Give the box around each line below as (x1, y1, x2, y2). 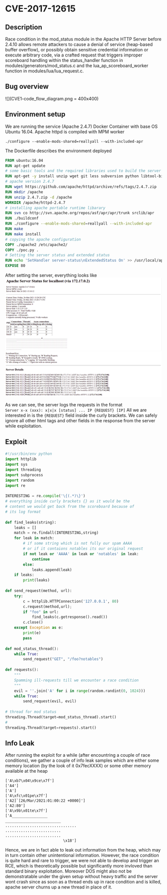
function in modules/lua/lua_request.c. (5, 68, 84, 74)
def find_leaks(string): (5, 520, 57, 525)
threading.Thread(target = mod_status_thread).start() (5, 715, 117, 720)
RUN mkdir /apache (5, 189, 43, 195)
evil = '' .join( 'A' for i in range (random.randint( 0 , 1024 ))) (14, 688, 146, 693)
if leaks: (14, 573, 35, 578)
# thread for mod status (5, 709, 57, 714)
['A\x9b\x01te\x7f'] (5, 808, 48, 814)
